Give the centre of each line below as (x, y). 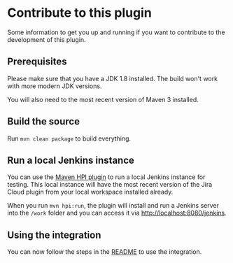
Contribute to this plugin (79, 13)
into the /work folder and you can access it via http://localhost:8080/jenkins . (117, 213)
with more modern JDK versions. (55, 86)
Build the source (44, 121)
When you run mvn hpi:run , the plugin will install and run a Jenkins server (113, 206)
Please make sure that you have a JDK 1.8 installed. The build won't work (113, 78)
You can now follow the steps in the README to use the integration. (105, 252)
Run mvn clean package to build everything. (69, 138)
